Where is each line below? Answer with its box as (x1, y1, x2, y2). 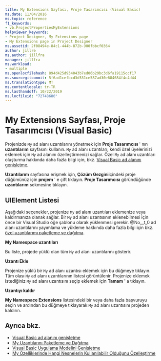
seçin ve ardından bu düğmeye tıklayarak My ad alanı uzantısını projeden (5, 302, 150, 308)
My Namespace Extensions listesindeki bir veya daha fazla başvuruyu (5, 297, 147, 303)
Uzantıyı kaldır (5, 288, 35, 293)
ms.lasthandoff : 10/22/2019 (5, 89, 62, 94)
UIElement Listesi (5, 196, 60, 204)
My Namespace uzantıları (5, 239, 59, 245)
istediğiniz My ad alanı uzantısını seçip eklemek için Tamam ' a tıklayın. (5, 278, 146, 284)
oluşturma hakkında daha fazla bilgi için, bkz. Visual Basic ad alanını (5, 157, 141, 163)
